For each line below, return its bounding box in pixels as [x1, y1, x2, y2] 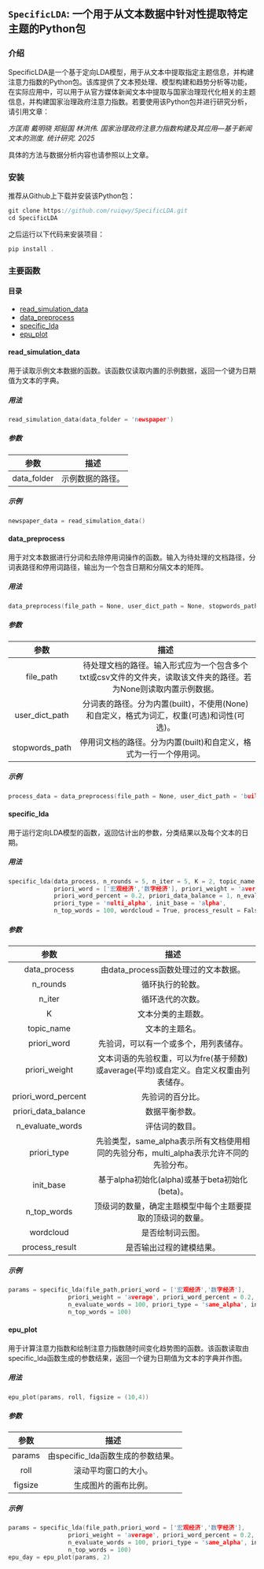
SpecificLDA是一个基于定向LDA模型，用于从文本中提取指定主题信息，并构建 [8, 67, 255, 76]
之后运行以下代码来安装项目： [8, 229, 104, 239]
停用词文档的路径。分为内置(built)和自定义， [79, 736, 244, 747]
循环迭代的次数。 [141, 994, 205, 1005]
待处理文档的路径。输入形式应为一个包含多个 [82, 660, 249, 671]
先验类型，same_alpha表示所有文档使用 [95, 1136, 242, 1147]
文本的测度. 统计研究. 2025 [8, 133, 96, 143]
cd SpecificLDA [8, 214, 58, 222]
